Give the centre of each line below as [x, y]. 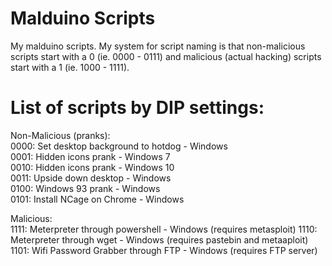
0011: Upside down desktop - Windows [91, 178]
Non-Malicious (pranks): [60, 135]
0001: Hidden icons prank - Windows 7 [90, 156]
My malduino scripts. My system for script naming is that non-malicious [158, 46]
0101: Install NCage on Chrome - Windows [97, 199]
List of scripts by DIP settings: [137, 108]
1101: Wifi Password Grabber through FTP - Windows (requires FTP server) [164, 250]
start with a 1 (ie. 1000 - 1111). [70, 67]
